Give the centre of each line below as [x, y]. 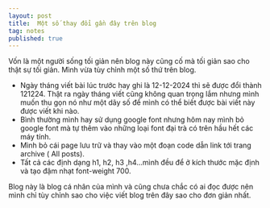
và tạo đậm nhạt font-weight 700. [75, 171]
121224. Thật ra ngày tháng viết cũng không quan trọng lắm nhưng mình [139, 94]
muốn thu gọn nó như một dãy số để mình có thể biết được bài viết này [137, 102]
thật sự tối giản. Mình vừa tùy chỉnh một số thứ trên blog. [102, 70]
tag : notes [27, 31]
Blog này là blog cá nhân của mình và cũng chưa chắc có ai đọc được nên [131, 187]
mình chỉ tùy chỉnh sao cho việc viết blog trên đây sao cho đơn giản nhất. [130, 195]
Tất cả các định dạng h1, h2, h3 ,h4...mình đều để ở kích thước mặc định [139, 163]
